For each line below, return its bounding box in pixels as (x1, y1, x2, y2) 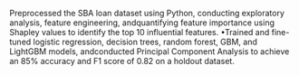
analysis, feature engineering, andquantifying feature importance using (9, 17, 275, 28)
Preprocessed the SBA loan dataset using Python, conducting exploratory (9, 8, 285, 18)
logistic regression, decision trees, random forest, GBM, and (33, 36, 258, 47)
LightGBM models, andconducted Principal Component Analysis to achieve (9, 46, 290, 57)
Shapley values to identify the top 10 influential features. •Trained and (9, 27, 270, 37)
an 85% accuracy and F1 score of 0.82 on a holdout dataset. (9, 56, 236, 66)
